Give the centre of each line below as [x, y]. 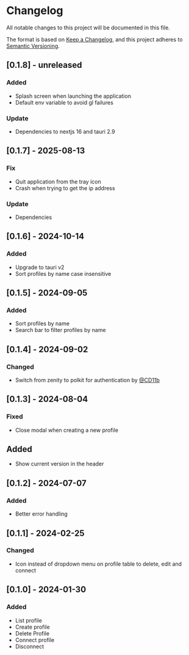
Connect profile [35, 640]
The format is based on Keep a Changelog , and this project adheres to [94, 39]
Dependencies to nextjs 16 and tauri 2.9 [65, 131]
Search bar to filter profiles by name [60, 330]
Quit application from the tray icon [58, 182]
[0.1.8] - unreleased [44, 65]
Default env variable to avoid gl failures [64, 102]
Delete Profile [32, 633]
